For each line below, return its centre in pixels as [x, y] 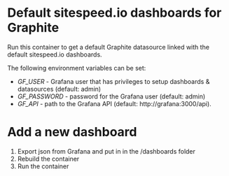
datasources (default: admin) [59, 89]
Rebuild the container [48, 159]
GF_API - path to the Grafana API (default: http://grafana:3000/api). [114, 103]
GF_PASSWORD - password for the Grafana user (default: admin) [111, 96]
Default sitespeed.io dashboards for [114, 13]
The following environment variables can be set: [77, 68]
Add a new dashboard [72, 132]
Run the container [43, 166]
